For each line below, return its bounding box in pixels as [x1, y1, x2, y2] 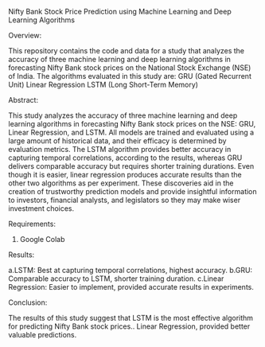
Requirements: [8, 219, 56, 228]
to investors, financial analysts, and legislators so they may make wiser [8, 195, 241, 205]
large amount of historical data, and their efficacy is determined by [8, 136, 227, 146]
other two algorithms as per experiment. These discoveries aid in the [8, 178, 234, 188]
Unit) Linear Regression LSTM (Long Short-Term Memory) [8, 80, 199, 89]
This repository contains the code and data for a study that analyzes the [8, 46, 245, 55]
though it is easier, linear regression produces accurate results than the [8, 170, 242, 179]
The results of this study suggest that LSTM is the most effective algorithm [8, 314, 253, 322]
